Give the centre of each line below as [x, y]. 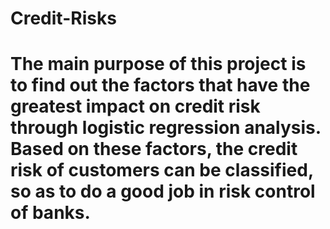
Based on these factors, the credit [154, 149]
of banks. [50, 213]
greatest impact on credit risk [135, 106]
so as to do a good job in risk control [163, 191]
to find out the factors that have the [160, 85]
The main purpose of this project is [158, 64]
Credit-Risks [63, 18]
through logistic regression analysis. [166, 128]
